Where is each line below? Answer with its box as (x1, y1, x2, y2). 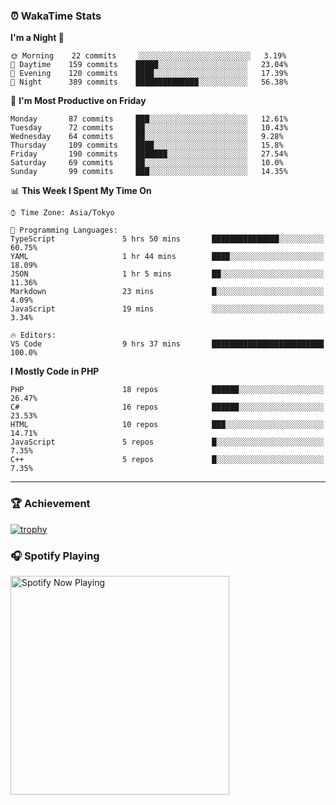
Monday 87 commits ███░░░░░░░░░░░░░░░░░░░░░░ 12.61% (10, 114, 288, 124)
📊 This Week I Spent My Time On (10, 185, 152, 197)
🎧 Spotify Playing (10, 549, 100, 563)
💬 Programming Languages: (10, 225, 118, 236)
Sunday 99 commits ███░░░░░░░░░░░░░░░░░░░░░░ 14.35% (10, 167, 288, 177)
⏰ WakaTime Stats (10, 9, 102, 23)
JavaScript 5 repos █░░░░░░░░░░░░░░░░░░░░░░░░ (10, 437, 325, 448)
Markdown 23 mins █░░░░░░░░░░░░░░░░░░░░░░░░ (10, 287, 325, 297)
